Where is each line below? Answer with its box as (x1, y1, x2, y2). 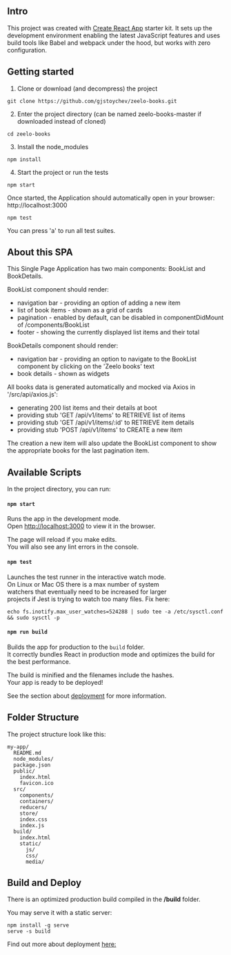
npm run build (7, 629, 48, 636)
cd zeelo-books (7, 131, 51, 138)
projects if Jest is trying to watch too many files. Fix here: (7, 594, 170, 603)
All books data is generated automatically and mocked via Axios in (7, 383, 195, 391)
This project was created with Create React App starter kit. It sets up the (7, 23, 212, 32)
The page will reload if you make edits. (7, 536, 117, 544)
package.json (13, 762, 51, 768)
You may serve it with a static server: (7, 909, 112, 917)
